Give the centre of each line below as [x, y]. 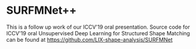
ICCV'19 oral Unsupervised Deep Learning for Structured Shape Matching [98, 33]
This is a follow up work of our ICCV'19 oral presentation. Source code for [98, 27]
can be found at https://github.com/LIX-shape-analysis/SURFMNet [90, 39]
